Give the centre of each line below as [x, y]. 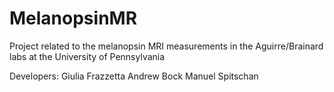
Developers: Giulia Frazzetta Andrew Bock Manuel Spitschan [134, 76]
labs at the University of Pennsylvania [87, 56]
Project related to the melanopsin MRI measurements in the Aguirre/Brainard [166, 46]
